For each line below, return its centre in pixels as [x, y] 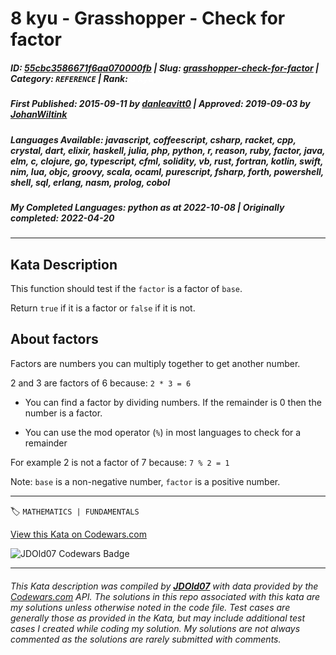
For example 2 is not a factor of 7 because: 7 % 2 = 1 [120, 462]
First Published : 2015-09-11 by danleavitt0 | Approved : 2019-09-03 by [160, 104]
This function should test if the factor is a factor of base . [126, 289]
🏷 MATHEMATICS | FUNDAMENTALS [75, 511]
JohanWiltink [39, 114]
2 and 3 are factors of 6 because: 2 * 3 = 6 [101, 383]
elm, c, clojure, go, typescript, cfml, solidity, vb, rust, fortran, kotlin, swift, [167, 161]
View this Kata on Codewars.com [79, 534]
